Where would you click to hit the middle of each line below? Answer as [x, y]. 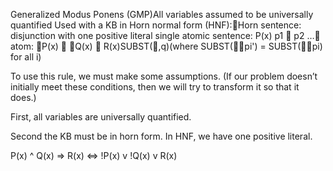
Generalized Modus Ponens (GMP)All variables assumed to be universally [162, 14]
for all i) [26, 57]
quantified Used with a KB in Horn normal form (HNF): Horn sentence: [156, 25]
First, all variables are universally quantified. [101, 117]
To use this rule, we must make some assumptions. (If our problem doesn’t [164, 76]
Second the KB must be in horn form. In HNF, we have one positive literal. [161, 136]
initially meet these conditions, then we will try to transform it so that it [155, 87]
